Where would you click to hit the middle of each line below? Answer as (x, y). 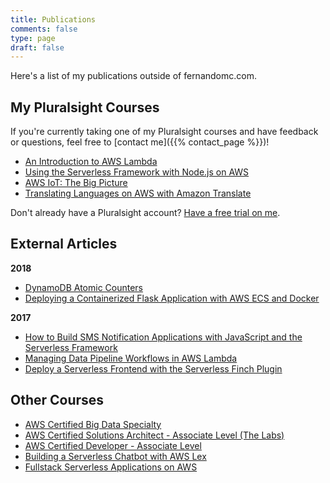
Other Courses (57, 400)
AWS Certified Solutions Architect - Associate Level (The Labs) (154, 435)
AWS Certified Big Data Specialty (93, 424)
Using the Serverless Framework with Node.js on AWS (137, 172)
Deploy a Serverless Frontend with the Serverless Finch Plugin (153, 368)
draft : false (37, 47)
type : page (33, 38)
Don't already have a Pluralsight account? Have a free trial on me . (145, 213)
